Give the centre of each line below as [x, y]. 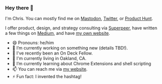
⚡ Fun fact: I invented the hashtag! [47, 77]
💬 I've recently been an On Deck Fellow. [53, 53]
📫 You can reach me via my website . [50, 69]
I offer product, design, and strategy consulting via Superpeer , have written [81, 28]
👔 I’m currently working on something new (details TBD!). [70, 48]
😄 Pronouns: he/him [33, 43]
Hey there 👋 [19, 8]
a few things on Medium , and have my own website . [58, 33]
